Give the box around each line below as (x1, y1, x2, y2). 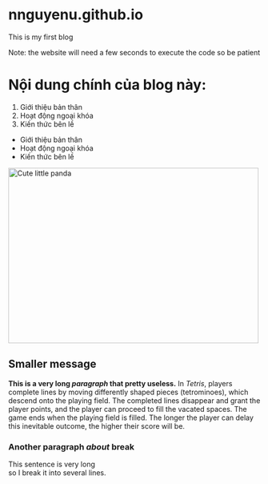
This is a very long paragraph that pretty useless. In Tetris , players (8, 378, 233, 388)
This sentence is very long (8, 459, 96, 469)
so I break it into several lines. (8, 467, 106, 478)
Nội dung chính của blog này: (8, 76, 206, 94)
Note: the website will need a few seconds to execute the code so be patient (8, 47, 261, 57)
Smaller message (8, 357, 97, 371)
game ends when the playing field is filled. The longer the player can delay (8, 413, 254, 422)
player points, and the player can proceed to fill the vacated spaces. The (8, 404, 247, 413)
